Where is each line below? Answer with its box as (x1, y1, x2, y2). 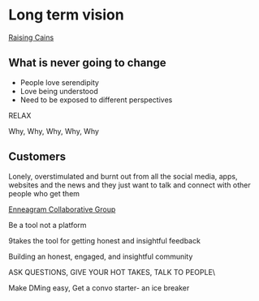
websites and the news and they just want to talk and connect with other (8, 180, 251, 190)
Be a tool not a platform (8, 220, 87, 230)
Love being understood (19, 86, 99, 96)
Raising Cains (8, 32, 54, 42)
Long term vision (8, 6, 124, 24)
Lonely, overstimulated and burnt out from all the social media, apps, (8, 171, 238, 181)
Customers (8, 150, 67, 164)
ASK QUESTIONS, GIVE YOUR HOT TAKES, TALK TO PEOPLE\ (8, 267, 216, 277)
